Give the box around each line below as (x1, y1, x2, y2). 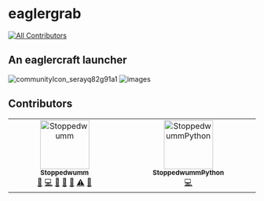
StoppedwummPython (152, 168, 225, 177)
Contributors (8, 97, 73, 111)
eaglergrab (8, 5, 82, 23)
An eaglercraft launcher (8, 53, 127, 67)
